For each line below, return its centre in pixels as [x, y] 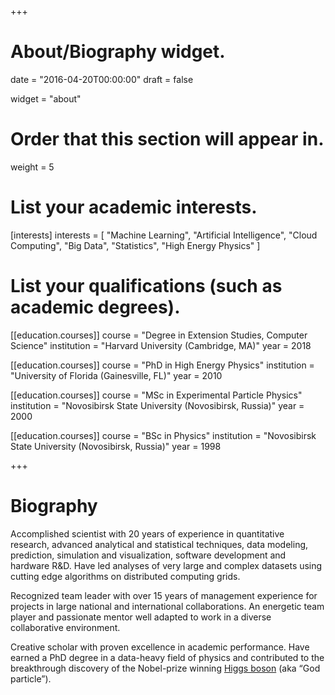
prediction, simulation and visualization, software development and [148, 555]
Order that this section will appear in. [167, 139]
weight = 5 [32, 167]
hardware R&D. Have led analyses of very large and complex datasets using [166, 565]
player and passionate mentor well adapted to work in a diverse [141, 617]
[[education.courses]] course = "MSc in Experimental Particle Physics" [156, 395]
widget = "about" [46, 98]
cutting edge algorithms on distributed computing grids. [125, 576]
